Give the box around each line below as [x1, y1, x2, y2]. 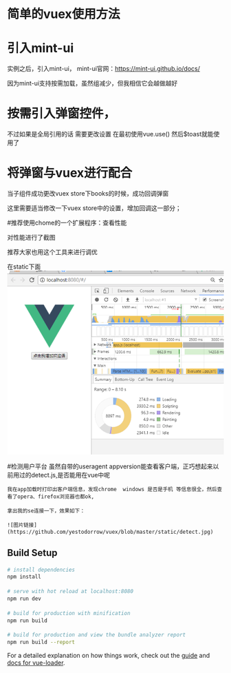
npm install [7, 573, 41, 581]
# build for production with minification [7, 610, 131, 617]
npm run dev [7, 595, 41, 602]
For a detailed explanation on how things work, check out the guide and [7, 652, 210, 660]
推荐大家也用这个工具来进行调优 [7, 248, 98, 256]
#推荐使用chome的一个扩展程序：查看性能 [7, 218, 127, 227]
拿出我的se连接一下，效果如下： [7, 507, 85, 514]
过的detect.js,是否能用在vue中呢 [19, 470, 111, 479]
